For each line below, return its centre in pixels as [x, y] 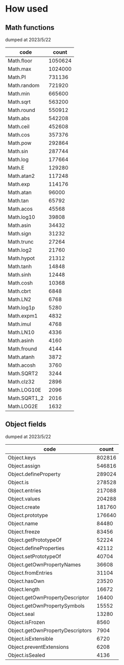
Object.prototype [28, 515]
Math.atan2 [21, 176]
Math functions [30, 28]
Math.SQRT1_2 [26, 398]
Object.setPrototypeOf [35, 556]
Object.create [24, 507]
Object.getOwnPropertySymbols [46, 606]
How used [27, 9]
